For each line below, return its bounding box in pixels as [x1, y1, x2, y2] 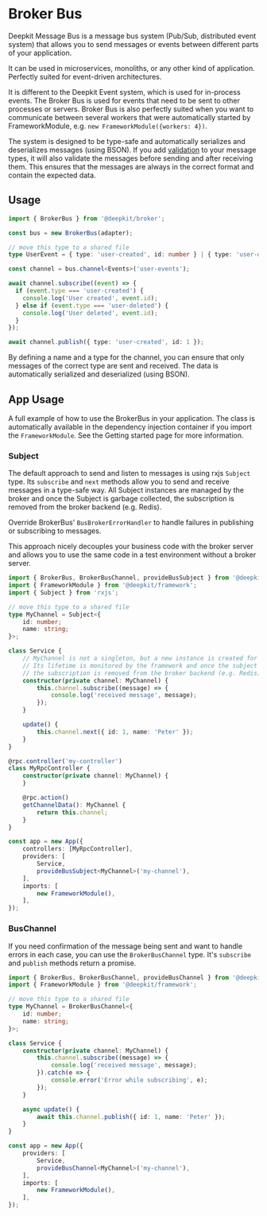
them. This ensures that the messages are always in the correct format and [8, 162, 254, 171]
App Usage [8, 392, 65, 406]
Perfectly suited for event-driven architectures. [8, 72, 162, 81]
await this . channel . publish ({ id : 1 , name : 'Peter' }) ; [37, 1113, 226, 1121]
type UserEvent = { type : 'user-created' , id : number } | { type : [8, 251, 233, 259]
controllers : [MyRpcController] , [22, 845, 133, 853]
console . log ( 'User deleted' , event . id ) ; [22, 309, 158, 317]
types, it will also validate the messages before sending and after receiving [8, 153, 253, 163]
